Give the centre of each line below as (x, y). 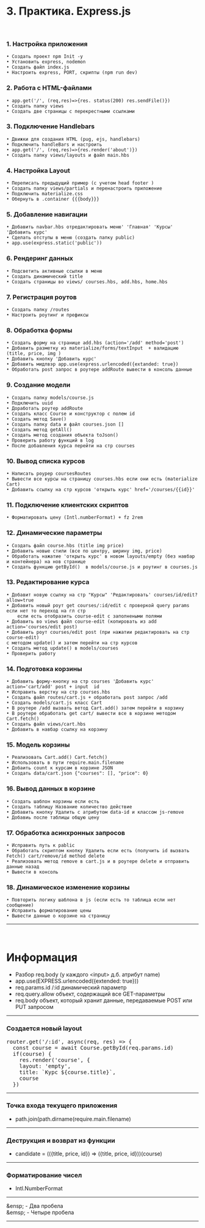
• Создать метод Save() (37, 419)
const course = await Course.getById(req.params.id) (93, 1048)
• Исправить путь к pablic (41, 845)
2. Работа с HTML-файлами (49, 88)
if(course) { (32, 1054)
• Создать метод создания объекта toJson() (63, 435)
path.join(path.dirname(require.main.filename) (73, 1119)
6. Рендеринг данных (40, 259)
